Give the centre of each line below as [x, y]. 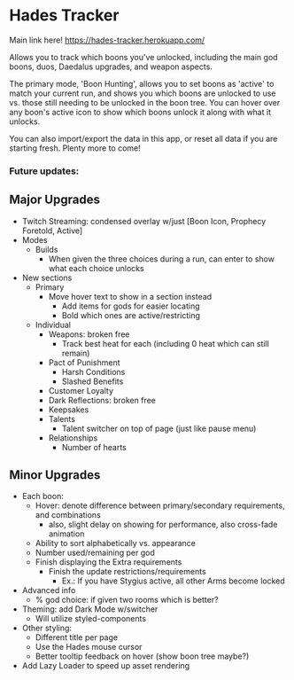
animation [66, 534]
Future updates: [44, 171]
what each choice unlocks [96, 268]
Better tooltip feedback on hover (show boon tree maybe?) [142, 656]
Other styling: [47, 628]
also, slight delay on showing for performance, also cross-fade [163, 525]
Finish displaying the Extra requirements [108, 562]
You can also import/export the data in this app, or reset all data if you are [143, 138]
